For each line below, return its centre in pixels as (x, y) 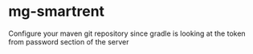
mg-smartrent (57, 12)
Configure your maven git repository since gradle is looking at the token (127, 33)
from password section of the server (69, 41)
